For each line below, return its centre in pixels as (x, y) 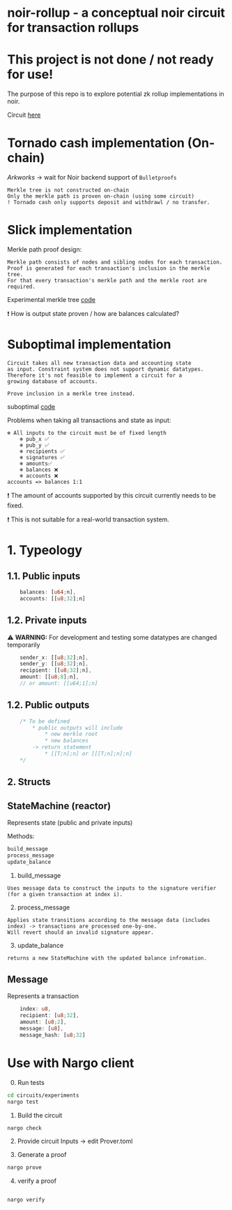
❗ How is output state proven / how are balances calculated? (93, 314)
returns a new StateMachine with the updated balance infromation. (107, 958)
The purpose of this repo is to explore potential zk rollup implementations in (116, 94)
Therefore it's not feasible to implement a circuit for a (95, 375)
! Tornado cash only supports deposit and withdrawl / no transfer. (109, 203)
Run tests (31, 1082)
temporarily (24, 644)
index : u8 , (36, 1009)
